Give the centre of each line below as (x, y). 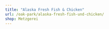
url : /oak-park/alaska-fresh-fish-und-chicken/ (55, 14)
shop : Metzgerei (22, 19)
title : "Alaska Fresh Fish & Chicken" (45, 10)
